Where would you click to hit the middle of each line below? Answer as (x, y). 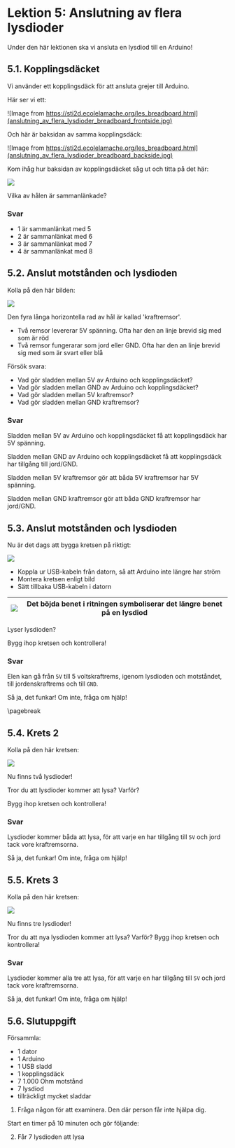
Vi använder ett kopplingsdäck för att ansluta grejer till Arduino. (98, 86)
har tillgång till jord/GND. (43, 464)
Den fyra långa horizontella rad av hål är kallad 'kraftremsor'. (94, 317)
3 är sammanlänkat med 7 (55, 244)
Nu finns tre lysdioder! (40, 924)
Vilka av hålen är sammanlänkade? (57, 195)
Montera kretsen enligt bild (56, 579)
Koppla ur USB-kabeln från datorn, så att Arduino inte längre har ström (119, 572)
